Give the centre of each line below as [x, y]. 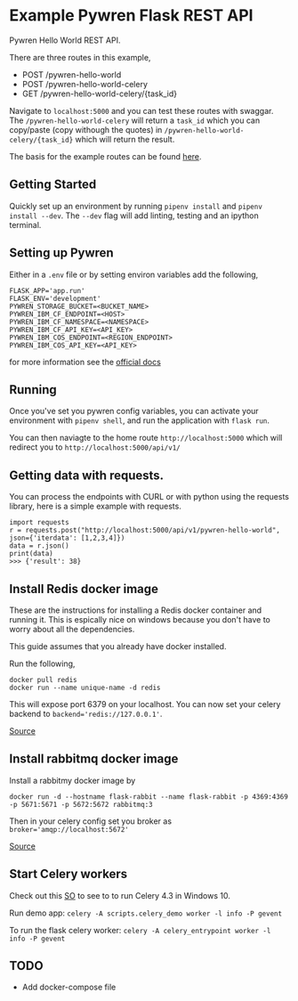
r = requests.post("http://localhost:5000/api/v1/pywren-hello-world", [145, 531]
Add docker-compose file [69, 987]
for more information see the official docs [85, 362]
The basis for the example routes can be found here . [105, 156]
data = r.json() [39, 546]
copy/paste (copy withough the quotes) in [86, 129]
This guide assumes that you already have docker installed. [118, 646]
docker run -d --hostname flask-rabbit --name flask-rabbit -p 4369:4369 [149, 797]
